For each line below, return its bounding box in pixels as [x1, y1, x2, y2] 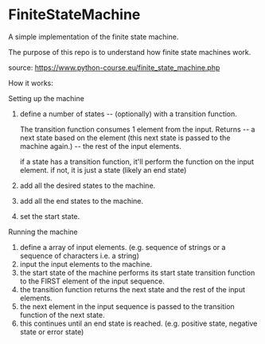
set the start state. [19, 211, 80, 221]
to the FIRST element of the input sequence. [19, 276, 165, 286]
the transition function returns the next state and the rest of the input [19, 284, 245, 294]
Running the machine [8, 227, 78, 236]
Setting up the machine [8, 93, 85, 103]
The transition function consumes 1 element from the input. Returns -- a [19, 124, 255, 134]
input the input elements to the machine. [19, 259, 153, 268]
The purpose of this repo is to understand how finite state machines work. [8, 47, 251, 57]
